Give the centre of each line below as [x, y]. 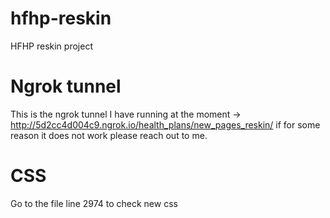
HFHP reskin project [51, 46]
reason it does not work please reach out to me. [109, 135]
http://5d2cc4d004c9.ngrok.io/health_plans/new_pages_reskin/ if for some [165, 124]
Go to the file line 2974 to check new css [94, 203]
